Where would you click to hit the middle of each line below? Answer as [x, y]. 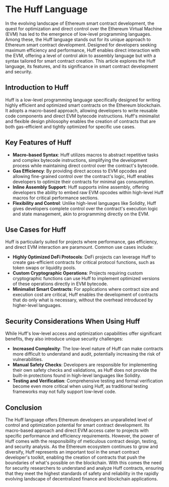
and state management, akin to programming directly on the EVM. [81, 214]
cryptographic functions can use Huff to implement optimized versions [86, 279]
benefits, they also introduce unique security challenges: [64, 339]
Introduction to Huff [37, 88]
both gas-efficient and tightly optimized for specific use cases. [70, 126]
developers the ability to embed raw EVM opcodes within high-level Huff [88, 192]
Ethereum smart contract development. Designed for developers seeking [81, 45]
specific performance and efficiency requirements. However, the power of [82, 436]
